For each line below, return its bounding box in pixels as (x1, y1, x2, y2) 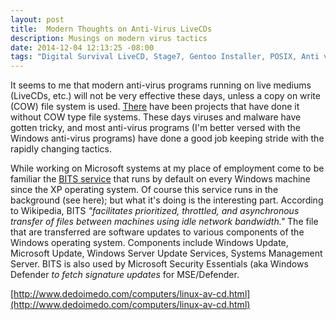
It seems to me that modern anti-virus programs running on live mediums (10, 79, 312, 91)
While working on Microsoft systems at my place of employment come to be (10, 162, 325, 175)
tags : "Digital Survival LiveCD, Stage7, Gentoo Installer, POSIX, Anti (10, 52, 320, 62)
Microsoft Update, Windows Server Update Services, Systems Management (10, 247, 323, 260)
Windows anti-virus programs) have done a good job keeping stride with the (10, 132, 325, 145)
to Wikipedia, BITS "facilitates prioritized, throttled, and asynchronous (10, 205, 300, 217)
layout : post (10, 14, 65, 25)
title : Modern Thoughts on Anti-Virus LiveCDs (10, 24, 213, 34)
